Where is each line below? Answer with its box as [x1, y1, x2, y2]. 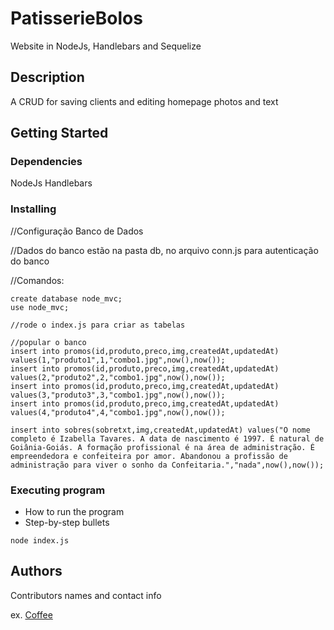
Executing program [10, 483, 106, 497]
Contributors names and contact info [10, 589, 162, 601]
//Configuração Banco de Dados [10, 225, 144, 237]
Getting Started [10, 125, 109, 142]
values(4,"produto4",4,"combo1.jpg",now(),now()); [10, 407, 226, 417]
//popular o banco [10, 337, 87, 347]
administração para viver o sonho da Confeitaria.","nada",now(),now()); [10, 460, 325, 470]
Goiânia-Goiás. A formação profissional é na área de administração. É [10, 442, 315, 452]
